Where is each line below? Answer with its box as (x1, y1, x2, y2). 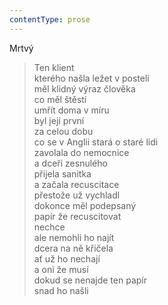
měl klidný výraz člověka (33, 82, 136, 95)
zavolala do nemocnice (33, 146, 130, 158)
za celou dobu (33, 125, 94, 137)
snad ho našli (33, 284, 89, 296)
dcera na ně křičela (33, 242, 114, 254)
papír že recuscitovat (33, 210, 122, 222)
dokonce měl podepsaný (33, 199, 137, 211)
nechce (33, 221, 66, 233)
